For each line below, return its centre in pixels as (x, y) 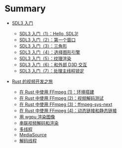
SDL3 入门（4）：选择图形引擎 (50, 52)
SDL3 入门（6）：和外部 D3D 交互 (53, 65)
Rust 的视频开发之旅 (32, 81)
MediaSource (33, 135)
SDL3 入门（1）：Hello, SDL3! (49, 33)
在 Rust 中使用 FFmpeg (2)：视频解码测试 (61, 98)
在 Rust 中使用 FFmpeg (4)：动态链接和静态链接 (68, 110)
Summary (25, 9)
